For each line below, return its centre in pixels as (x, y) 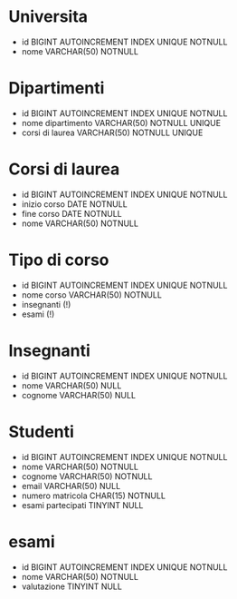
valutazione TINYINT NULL (72, 586)
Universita (48, 17)
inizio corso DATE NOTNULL (74, 204)
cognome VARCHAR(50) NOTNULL (87, 476)
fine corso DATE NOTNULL (72, 213)
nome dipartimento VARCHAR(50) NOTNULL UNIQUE (121, 123)
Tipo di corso (59, 260)
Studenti (41, 432)
